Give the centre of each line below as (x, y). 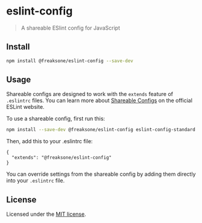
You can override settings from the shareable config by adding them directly (101, 174)
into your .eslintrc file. (36, 181)
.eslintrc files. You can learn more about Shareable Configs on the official (99, 100)
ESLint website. (25, 107)
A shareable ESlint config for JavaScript (71, 28)
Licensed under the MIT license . (46, 214)
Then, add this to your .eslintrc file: (49, 141)
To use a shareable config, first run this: (56, 118)
